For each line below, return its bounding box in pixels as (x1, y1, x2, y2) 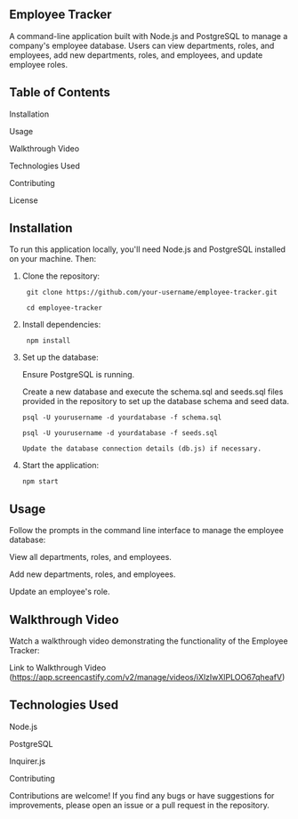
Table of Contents (9, 85, 111, 101)
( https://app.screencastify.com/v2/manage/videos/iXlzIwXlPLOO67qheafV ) (9, 672, 286, 683)
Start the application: (21, 460, 100, 471)
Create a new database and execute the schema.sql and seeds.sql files (21, 386, 284, 397)
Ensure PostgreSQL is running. (21, 369, 135, 380)
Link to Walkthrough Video (9, 662, 107, 673)
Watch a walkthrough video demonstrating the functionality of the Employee (9, 636, 288, 646)
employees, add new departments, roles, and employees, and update (9, 49, 263, 61)
